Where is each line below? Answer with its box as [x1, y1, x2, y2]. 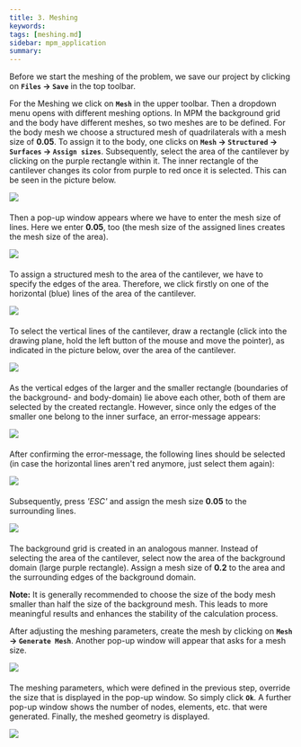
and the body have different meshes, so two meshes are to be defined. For [9, 118, 286, 129]
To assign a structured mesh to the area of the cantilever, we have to [9, 269, 263, 280]
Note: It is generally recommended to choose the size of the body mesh [9, 590, 276, 600]
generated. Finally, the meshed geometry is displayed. [9, 711, 210, 722]
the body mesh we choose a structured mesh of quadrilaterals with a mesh [9, 127, 288, 138]
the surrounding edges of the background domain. [9, 572, 196, 582]
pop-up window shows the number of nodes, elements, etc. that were [9, 702, 268, 713]
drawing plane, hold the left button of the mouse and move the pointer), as [9, 335, 285, 346]
